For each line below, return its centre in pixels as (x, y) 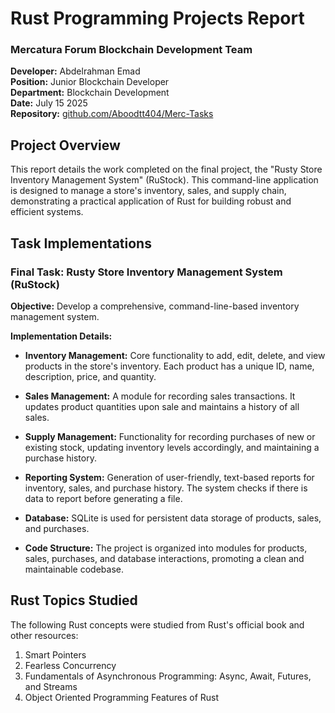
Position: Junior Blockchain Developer (90, 82)
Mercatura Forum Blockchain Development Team (131, 50)
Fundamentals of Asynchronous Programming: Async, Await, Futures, (168, 676)
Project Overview (65, 145)
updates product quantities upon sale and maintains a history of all (162, 406)
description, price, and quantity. (90, 376)
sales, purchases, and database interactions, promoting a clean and (164, 558)
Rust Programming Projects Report (157, 18)
